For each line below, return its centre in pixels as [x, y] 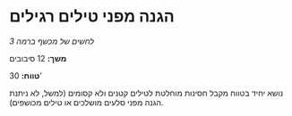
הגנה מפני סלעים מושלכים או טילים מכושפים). [86, 102]
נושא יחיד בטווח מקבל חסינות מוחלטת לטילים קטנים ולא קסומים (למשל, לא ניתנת [146, 93]
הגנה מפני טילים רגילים [92, 17]
